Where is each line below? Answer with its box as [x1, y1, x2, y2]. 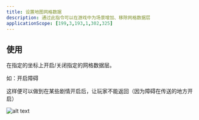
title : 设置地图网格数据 [6, 9, 62, 15]
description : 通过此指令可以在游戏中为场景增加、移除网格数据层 [6, 15, 151, 21]
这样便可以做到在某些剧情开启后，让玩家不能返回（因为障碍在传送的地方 [6, 88, 187, 95]
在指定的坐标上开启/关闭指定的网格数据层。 [6, 62, 116, 69]
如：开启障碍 [6, 74, 38, 82]
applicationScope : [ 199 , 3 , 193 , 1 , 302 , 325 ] [6, 20, 113, 26]
